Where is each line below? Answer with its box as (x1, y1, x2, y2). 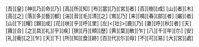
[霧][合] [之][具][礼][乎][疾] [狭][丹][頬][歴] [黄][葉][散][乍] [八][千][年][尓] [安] (5, 27, 194, 34)
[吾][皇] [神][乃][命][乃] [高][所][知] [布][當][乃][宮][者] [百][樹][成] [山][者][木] (5, 5, 194, 12)
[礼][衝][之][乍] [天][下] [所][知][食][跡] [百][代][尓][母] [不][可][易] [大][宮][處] (5, 35, 194, 41)
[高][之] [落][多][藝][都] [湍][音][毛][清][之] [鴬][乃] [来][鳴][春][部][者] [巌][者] (5, 12, 194, 19)
